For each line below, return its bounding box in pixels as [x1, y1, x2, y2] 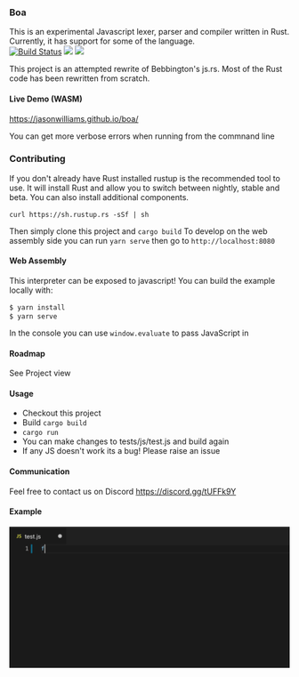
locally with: [9, 285, 53, 295]
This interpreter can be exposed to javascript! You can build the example [9, 276, 276, 286]
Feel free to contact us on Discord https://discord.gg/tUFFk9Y [9, 486, 237, 496]
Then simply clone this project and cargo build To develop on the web [9, 225, 268, 237]
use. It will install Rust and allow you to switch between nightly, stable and [9, 182, 280, 193]
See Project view [9, 367, 71, 379]
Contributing [9, 153, 66, 165]
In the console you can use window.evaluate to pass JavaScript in [9, 327, 249, 338]
